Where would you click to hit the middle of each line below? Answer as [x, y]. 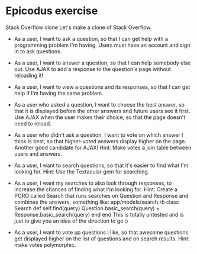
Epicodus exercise [52, 11]
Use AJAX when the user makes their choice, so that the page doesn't [100, 117]
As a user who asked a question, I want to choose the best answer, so [99, 104]
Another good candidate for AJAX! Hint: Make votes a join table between [103, 147]
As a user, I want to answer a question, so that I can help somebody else [102, 63]
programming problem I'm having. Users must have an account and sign [102, 45]
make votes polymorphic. [45, 245]
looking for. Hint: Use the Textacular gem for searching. [82, 171]
